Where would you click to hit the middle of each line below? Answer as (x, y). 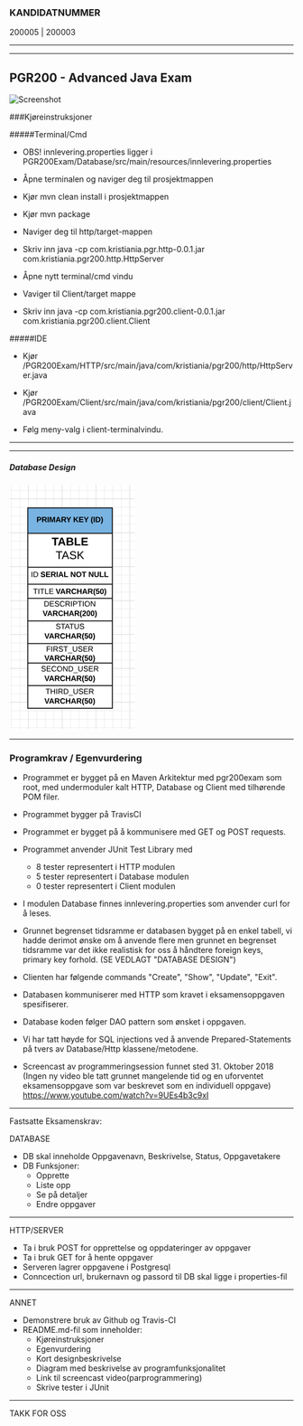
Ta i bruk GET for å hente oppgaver (87, 1258)
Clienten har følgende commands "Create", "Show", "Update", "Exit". (150, 977)
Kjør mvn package (56, 214)
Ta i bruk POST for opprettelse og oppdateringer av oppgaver (137, 1248)
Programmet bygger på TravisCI (82, 815)
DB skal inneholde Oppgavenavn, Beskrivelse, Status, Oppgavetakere (151, 1157)
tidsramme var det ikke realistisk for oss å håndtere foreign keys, (142, 950)
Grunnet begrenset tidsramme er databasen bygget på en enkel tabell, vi (157, 931)
